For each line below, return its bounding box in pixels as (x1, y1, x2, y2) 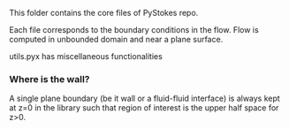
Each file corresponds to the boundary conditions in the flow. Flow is (9, 25, 259, 34)
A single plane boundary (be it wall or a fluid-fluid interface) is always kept (9, 93, 280, 104)
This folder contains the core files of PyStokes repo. (9, 8, 199, 18)
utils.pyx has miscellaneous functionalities (9, 51, 164, 61)
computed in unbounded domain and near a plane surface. (9, 34, 224, 44)
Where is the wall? (9, 72, 90, 85)
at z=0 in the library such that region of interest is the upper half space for (9, 102, 279, 113)
